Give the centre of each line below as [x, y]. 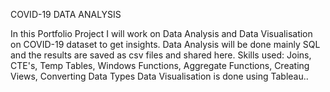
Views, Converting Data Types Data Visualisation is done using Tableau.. [159, 76]
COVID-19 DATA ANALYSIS [66, 14]
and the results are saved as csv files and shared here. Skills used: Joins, [161, 55]
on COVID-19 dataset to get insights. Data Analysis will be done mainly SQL [165, 44]
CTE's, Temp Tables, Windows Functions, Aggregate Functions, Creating [160, 65]
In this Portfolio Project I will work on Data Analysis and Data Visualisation [161, 33]
